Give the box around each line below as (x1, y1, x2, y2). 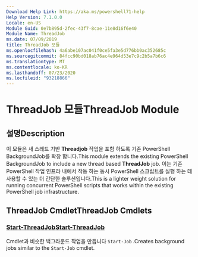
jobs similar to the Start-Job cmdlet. (6, 244, 95, 251)
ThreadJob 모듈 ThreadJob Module (6, 103, 180, 116)
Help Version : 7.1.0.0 (6, 14, 62, 20)
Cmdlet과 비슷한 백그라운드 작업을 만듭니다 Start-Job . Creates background (6, 237, 185, 244)
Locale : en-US (6, 20, 42, 26)
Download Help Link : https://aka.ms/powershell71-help (6, 8, 145, 15)
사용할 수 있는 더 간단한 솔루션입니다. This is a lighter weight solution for (6, 175, 177, 182)
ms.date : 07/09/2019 (6, 36, 58, 42)
